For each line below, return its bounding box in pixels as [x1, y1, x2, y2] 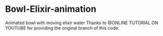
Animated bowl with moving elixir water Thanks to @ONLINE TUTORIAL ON [5, 20, 159, 26]
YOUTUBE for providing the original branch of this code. [5, 25, 120, 31]
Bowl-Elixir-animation [5, 3, 96, 15]
